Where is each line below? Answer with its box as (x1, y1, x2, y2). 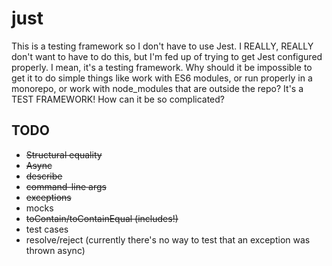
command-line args (25, 180, 107, 192)
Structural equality (25, 148, 103, 161)
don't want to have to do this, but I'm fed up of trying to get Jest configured (11, 50, 323, 62)
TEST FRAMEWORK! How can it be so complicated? (11, 93, 226, 105)
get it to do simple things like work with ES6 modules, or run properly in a (11, 72, 313, 84)
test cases (25, 223, 69, 235)
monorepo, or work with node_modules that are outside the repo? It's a (11, 82, 304, 94)
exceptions (25, 191, 72, 203)
